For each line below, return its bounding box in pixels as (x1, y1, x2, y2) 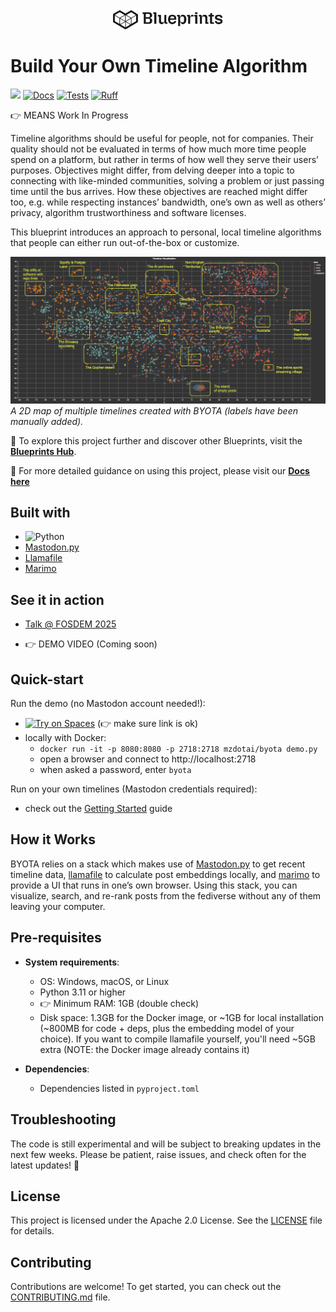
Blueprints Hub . (10, 445, 77, 457)
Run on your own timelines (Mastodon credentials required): (10, 783, 258, 795)
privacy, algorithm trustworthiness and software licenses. (10, 206, 247, 218)
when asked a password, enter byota (39, 764, 192, 776)
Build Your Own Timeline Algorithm (10, 55, 308, 78)
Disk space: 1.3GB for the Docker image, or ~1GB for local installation (39, 1011, 324, 1023)
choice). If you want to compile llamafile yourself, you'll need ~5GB (39, 1033, 316, 1045)
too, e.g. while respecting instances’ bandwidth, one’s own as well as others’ (10, 196, 326, 208)
